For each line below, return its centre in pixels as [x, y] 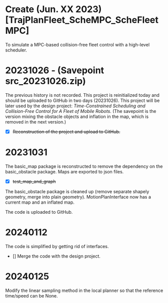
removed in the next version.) [36, 122]
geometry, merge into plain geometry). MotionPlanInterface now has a [78, 197]
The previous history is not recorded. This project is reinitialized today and [82, 95]
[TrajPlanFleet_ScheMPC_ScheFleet [82, 20]
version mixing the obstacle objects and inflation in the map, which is [77, 116]
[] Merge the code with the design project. [57, 256]
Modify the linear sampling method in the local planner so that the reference [84, 290]
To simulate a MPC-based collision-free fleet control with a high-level [77, 44]
